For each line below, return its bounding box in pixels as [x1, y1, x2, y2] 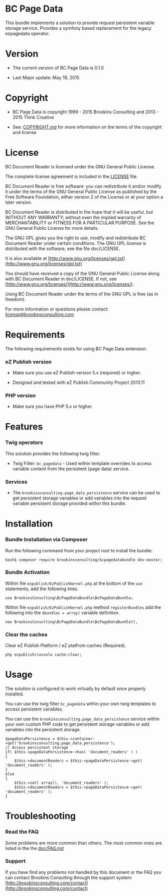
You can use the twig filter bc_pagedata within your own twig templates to [5, 701, 156, 707]
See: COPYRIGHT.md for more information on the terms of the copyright [12, 124, 162, 130]
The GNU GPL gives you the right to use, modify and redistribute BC [5, 235, 146, 241]
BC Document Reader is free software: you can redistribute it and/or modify [5, 183, 161, 189]
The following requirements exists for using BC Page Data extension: [5, 346, 147, 352]
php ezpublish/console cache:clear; [5, 652, 82, 658]
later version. [5, 199, 33, 205]
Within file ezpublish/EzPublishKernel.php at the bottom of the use [5, 580, 143, 586]
